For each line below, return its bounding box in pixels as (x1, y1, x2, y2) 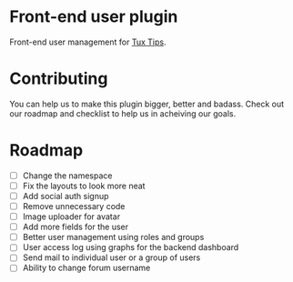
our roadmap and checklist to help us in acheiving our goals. (9, 107, 237, 119)
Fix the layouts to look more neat (22, 180, 146, 191)
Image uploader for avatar (22, 211, 121, 222)
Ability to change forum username (22, 262, 151, 274)
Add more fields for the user (22, 221, 129, 233)
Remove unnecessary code (22, 201, 126, 211)
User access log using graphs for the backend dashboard (22, 242, 239, 253)
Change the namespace (22, 170, 113, 181)
